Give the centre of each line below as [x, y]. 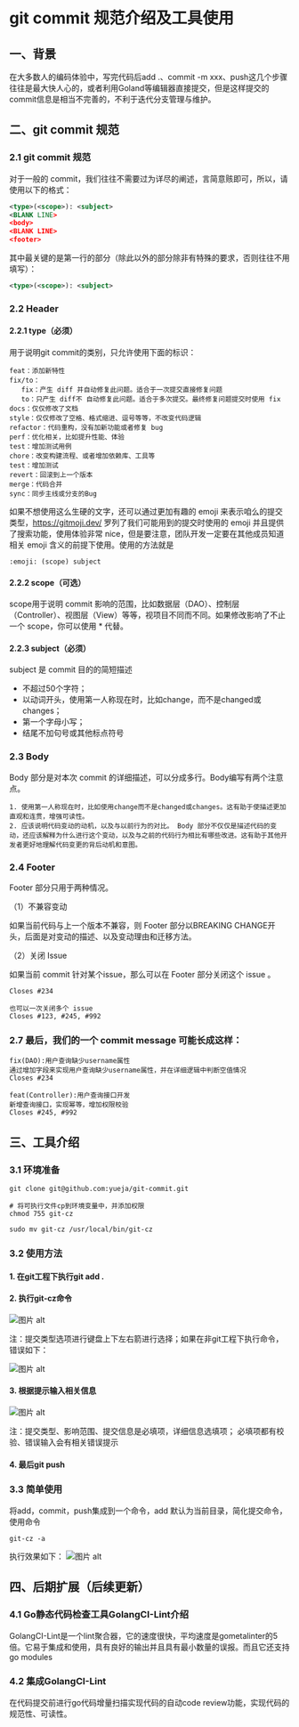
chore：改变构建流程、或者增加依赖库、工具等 [82, 456]
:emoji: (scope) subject [55, 562]
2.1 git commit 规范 [50, 158]
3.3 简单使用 [36, 1489]
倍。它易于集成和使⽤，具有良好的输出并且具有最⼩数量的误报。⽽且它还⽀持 [149, 1647]
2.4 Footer [32, 867]
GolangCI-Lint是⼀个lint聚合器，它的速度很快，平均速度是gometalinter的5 [144, 1635]
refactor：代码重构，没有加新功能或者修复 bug [86, 428]
